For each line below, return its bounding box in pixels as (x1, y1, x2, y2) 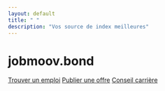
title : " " (8, 17, 40, 24)
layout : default (8, 10, 55, 17)
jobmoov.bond (8, 53, 94, 69)
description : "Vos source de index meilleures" (8, 23, 150, 30)
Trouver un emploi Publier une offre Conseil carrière (8, 76, 158, 84)
